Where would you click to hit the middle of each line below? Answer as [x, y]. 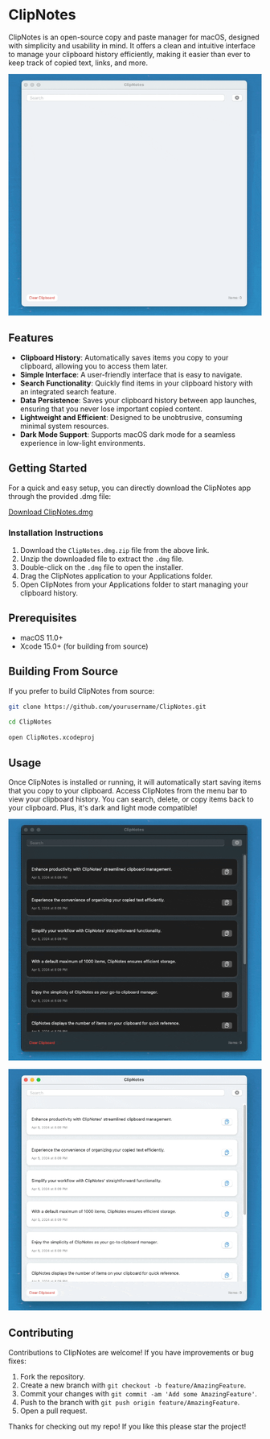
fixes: [17, 1361]
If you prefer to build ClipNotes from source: [82, 691]
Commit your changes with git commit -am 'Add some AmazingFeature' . [138, 1393]
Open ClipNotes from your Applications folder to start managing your [134, 584]
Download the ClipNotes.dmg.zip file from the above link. [115, 550]
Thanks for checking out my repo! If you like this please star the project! [127, 1426]
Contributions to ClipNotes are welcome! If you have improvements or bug [131, 1352]
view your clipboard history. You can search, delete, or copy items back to [131, 799]
